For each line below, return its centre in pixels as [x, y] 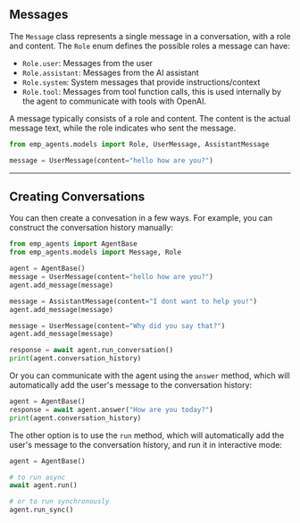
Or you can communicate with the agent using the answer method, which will [150, 375]
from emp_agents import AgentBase [74, 244]
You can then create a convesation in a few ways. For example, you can [141, 218]
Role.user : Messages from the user [87, 63]
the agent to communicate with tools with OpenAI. [114, 101]
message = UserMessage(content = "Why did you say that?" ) [117, 325]
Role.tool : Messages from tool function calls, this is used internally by [151, 91]
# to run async [37, 477]
